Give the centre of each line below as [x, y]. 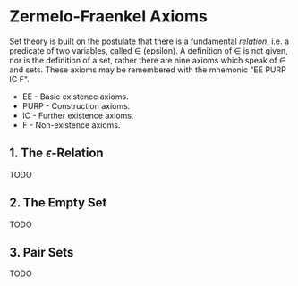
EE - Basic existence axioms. [75, 97]
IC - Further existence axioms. [78, 115]
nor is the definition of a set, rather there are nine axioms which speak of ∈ [148, 60]
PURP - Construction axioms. [76, 105]
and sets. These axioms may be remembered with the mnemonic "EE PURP [148, 70]
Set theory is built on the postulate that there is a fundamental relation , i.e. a [149, 41]
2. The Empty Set [58, 203]
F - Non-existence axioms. [71, 125]
